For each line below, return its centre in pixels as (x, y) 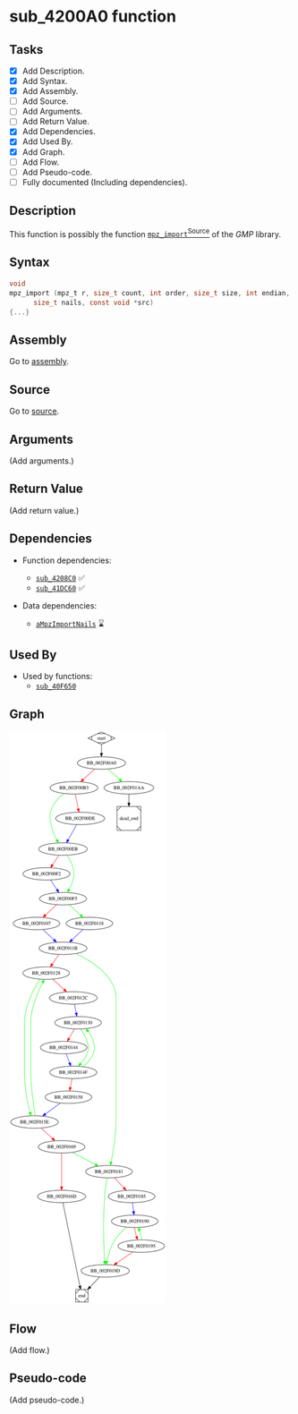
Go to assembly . (39, 362)
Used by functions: (57, 677)
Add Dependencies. (59, 132)
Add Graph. (43, 152)
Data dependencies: (59, 605)
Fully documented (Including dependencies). (105, 182)
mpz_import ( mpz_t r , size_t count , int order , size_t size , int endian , (150, 293)
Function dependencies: (67, 560)
